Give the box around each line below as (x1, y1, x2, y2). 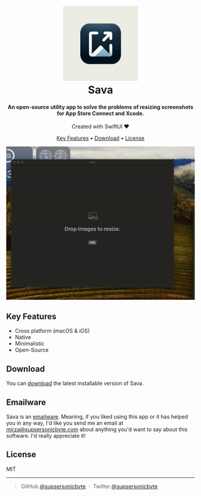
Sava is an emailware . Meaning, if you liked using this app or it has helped (6, 413, 188, 420)
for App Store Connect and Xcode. (56, 110, 145, 117)
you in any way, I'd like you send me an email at (6, 419, 124, 427)
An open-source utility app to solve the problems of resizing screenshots (8, 103, 193, 110)
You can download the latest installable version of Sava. (6, 380, 144, 387)
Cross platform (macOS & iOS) (14, 327, 90, 335)
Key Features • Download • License (56, 134, 145, 142)
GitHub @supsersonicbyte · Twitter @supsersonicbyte (20, 482, 158, 490)
